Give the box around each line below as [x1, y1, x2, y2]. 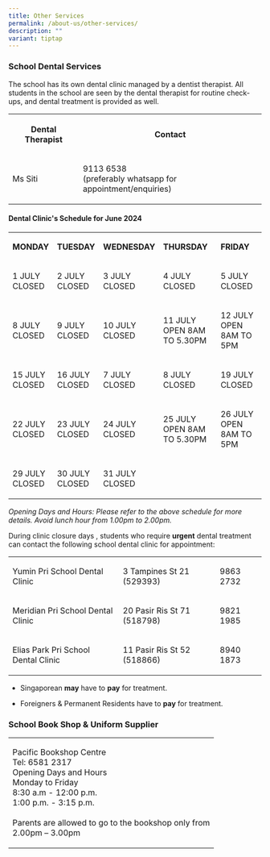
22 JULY [12, 418, 46, 430]
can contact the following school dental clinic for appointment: [8, 539, 215, 549]
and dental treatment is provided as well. [24, 96, 159, 106]
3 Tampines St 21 [122, 565, 190, 576]
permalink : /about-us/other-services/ [8, 19, 138, 27]
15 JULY [12, 368, 46, 380]
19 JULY [220, 368, 254, 380]
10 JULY [103, 319, 137, 331]
